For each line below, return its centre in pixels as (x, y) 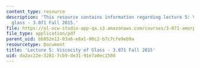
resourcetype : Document (36, 45)
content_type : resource (36, 12)
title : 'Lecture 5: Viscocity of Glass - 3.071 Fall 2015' (81, 50)
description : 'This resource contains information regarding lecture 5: (98, 17)
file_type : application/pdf (41, 34)
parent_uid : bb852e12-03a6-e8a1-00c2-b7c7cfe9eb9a (70, 39)
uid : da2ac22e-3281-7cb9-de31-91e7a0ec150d (61, 56)
